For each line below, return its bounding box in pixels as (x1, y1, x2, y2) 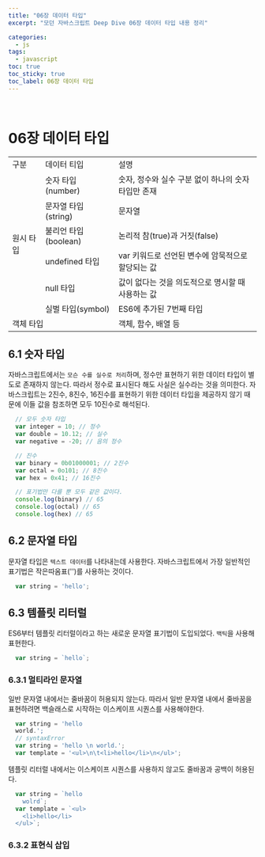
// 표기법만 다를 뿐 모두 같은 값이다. (15, 488, 123, 496)
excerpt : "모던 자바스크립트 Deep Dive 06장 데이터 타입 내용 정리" (8, 19, 208, 27)
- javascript (15, 55, 58, 63)
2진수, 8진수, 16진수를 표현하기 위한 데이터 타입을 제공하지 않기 (48, 389, 243, 400)
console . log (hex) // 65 (15, 510, 93, 518)
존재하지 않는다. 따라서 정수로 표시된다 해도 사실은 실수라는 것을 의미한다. (22, 380, 248, 389)
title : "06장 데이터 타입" (8, 11, 87, 20)
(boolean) (45, 235, 82, 246)
